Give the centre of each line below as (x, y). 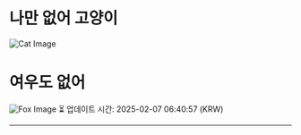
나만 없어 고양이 (64, 18)
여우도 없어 (47, 83)
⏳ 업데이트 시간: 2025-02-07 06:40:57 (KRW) (141, 109)
